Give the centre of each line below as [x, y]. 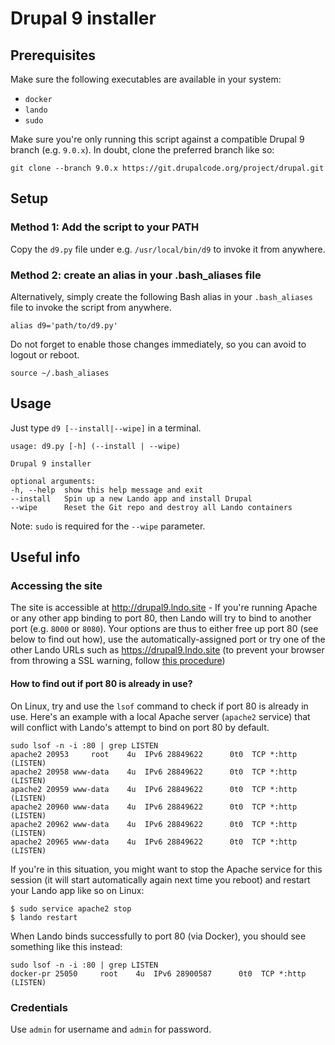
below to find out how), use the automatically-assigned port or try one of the [168, 639]
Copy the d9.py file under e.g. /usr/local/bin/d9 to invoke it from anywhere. [168, 249]
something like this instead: [66, 946]
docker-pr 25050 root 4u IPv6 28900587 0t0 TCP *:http [158, 973]
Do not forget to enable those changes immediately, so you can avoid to [158, 344]
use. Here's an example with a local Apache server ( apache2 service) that [160, 716]
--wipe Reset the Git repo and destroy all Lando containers [151, 507]
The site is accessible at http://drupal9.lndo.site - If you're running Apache [164, 608]
